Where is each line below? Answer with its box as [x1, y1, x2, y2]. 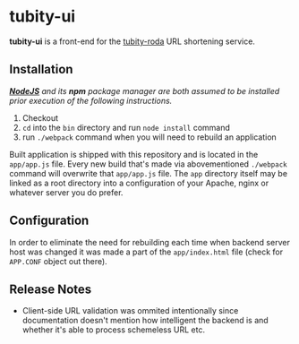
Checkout [21, 112, 59, 123]
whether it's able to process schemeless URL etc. [21, 324, 206, 335]
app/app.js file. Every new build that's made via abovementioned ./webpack [9, 159, 288, 169]
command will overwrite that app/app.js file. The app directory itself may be [9, 168, 288, 178]
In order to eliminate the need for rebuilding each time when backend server [9, 236, 291, 247]
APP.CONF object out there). [9, 255, 107, 266]
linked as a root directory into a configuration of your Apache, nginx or [9, 177, 269, 188]
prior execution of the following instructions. [9, 95, 173, 106]
